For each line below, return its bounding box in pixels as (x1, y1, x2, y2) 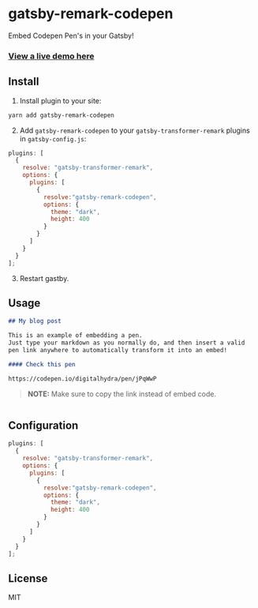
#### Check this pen (8, 360, 77, 368)
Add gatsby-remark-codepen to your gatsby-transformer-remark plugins (19, 126, 250, 135)
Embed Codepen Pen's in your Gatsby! (8, 31, 134, 40)
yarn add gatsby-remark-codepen (8, 111, 114, 119)
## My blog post (8, 317, 62, 325)
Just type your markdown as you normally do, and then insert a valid (8, 339, 245, 347)
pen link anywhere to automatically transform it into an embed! (8, 346, 227, 354)
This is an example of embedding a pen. (8, 332, 144, 340)
